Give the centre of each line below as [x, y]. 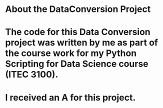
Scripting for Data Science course [77, 64]
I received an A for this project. [70, 97]
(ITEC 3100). [32, 75]
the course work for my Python [71, 53]
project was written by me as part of [82, 43]
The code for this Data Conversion [78, 32]
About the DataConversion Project [78, 9]
